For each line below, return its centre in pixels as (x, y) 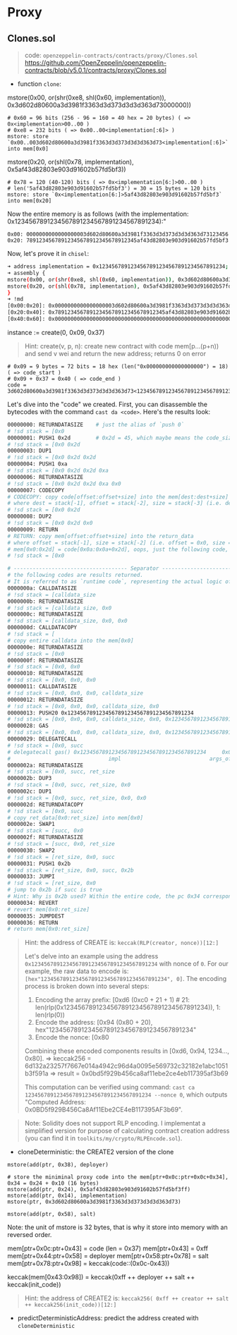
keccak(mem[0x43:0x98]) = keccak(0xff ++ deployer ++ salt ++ (101, 1277)
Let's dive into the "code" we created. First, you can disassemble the (108, 404)
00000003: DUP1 (30, 451)
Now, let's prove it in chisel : (48, 254)
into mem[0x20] (30, 201)
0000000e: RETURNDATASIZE (45, 647)
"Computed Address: (55, 1102)
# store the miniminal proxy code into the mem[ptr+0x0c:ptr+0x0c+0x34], (118, 1177)
